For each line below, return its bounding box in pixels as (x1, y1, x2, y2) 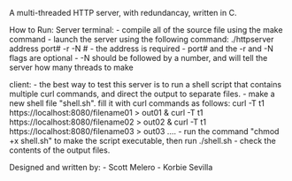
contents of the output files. (9, 145, 111, 155)
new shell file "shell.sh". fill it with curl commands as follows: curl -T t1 (9, 98, 265, 109)
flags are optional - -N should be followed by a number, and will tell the (9, 53, 268, 63)
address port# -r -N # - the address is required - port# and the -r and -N (9, 43, 274, 54)
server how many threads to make (9, 62, 134, 72)
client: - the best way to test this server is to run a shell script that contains (9, 79, 281, 89)
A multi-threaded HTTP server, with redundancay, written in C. (9, 8, 237, 18)
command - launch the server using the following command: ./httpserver (9, 34, 274, 44)
